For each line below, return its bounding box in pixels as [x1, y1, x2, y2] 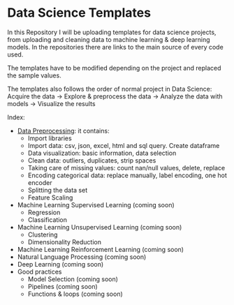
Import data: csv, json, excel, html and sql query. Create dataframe [27, 141, 220, 149]
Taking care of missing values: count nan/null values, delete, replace [27, 163, 226, 172]
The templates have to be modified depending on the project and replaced [7, 64, 221, 72]
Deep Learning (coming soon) [17, 260, 104, 268]
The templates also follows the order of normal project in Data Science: [7, 84, 212, 93]
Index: [7, 113, 26, 121]
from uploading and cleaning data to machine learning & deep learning [7, 35, 211, 43]
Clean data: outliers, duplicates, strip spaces [27, 156, 156, 165]
